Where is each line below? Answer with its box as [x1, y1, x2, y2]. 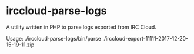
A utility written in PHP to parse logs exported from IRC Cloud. [6, 23, 157, 31]
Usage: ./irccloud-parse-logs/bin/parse [6, 35, 102, 42]
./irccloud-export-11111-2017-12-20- [102, 35, 189, 42]
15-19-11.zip [6, 41, 35, 48]
